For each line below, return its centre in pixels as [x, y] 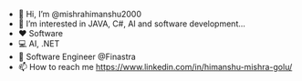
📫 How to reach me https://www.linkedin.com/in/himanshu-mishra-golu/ [155, 67]
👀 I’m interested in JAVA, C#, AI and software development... [132, 24]
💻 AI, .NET [39, 44]
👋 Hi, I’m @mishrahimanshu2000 [80, 14]
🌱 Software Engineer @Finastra [77, 56]
